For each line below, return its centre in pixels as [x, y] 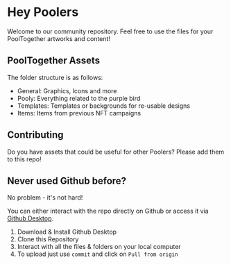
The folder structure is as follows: [55, 77]
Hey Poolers [43, 12]
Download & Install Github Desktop [67, 232]
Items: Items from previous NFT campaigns [79, 113]
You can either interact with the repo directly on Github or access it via [108, 211]
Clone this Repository [48, 239]
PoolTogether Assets [54, 61]
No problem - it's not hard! [45, 198]
